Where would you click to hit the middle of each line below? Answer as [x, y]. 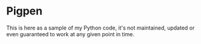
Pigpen [25, 11]
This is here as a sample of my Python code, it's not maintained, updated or [100, 28]
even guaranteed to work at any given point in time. [70, 34]
